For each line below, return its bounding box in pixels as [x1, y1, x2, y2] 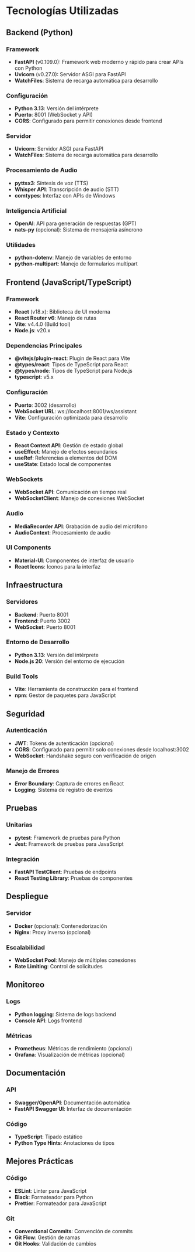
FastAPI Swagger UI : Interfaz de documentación [14, 1105, 132, 1112]
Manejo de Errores [6, 767, 60, 775]
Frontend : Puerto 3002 [14, 617, 71, 624]
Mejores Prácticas [6, 1156, 74, 1166]
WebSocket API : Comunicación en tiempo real [14, 488, 127, 496]
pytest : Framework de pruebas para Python [14, 834, 121, 841]
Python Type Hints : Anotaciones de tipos [14, 1139, 115, 1146]
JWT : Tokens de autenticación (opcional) [14, 740, 114, 747]
